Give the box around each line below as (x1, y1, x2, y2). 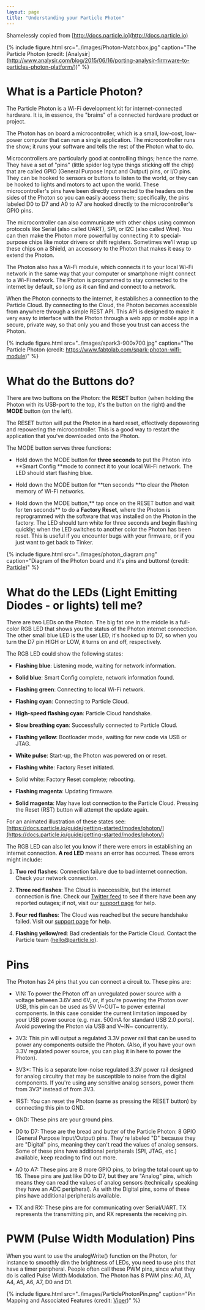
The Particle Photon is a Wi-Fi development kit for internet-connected (6, 105, 182, 112)
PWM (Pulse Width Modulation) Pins (6, 1232, 195, 1246)
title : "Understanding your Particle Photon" (6, 15, 124, 21)
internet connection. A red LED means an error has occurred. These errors (6, 849, 195, 857)
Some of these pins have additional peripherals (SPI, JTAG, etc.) (15, 1147, 177, 1155)
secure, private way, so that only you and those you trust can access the (6, 321, 190, 329)
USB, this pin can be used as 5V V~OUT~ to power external (15, 1003, 165, 1011)
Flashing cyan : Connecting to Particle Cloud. (15, 698, 129, 705)
